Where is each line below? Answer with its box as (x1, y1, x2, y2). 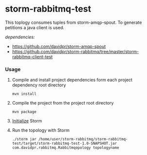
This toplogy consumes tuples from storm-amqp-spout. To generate (5, 19, 142, 25)
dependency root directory (12, 82, 66, 88)
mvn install (12, 91, 37, 97)
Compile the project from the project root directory (12, 100, 114, 106)
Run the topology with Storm (12, 127, 70, 133)
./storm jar (12, 137, 37, 142)
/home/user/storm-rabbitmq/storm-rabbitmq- (38, 137, 128, 142)
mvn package (12, 109, 37, 115)
